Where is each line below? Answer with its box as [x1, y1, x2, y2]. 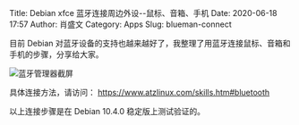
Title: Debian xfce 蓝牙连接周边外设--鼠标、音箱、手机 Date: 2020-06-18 [9, 8, 278, 18]
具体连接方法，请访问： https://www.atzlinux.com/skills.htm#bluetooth [9, 87, 270, 97]
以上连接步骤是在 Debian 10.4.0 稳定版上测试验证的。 [9, 106, 206, 116]
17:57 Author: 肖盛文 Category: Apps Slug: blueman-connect [9, 19, 232, 29]
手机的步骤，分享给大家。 [9, 49, 104, 60]
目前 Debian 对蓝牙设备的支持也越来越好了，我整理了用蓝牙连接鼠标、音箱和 [9, 38, 291, 48]
